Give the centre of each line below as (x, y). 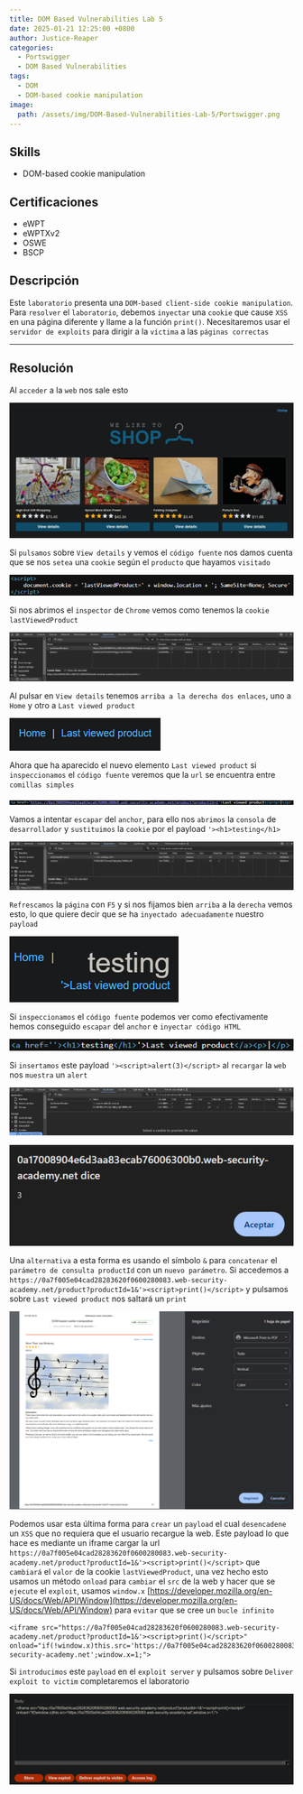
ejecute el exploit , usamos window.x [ (80, 1591)
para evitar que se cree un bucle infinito (194, 1610)
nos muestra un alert (49, 1075)
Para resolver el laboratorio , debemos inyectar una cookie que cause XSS (149, 312)
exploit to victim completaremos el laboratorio (99, 1681)
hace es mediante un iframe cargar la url (85, 1543)
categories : (32, 48)
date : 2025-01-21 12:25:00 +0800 (72, 28)
